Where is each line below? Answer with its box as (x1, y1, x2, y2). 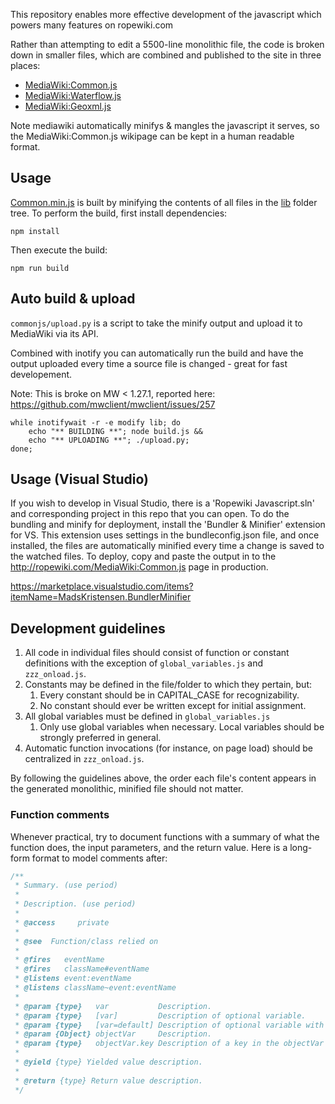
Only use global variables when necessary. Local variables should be (39, 721, 325, 733)
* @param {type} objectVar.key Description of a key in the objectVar (14, 1039, 325, 1049)
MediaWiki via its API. (10, 327, 99, 339)
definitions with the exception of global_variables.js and (24, 657, 264, 669)
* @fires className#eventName (14, 964, 150, 974)
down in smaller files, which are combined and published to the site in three (10, 49, 322, 61)
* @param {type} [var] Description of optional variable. (14, 1010, 307, 1021)
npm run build (10, 263, 70, 273)
